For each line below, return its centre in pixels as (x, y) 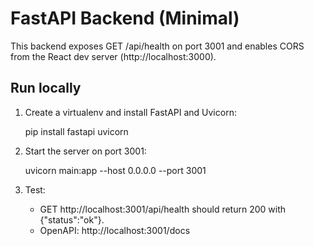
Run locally (46, 88)
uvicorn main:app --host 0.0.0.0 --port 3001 (115, 170)
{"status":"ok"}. (72, 219)
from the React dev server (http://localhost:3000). (113, 56)
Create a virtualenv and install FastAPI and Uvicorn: (130, 112)
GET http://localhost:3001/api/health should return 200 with (163, 209)
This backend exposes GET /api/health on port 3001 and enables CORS (157, 46)
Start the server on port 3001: (85, 151)
